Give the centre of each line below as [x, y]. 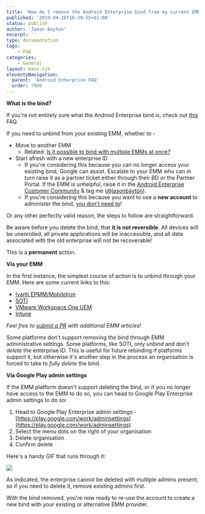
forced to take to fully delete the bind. [53, 363]
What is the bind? [29, 103]
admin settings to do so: [37, 400]
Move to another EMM [43, 145]
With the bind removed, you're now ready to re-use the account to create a [101, 498]
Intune [23, 314]
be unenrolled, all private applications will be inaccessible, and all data [95, 234]
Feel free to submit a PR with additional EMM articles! [74, 325]
